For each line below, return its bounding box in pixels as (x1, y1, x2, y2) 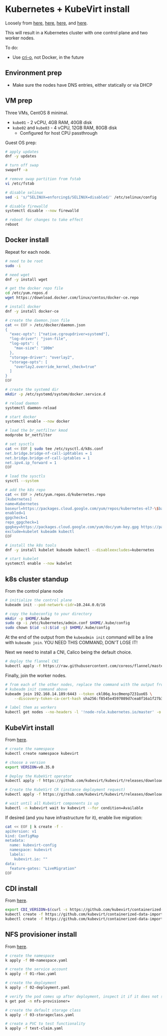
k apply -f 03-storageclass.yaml (5, 1012, 75, 1018)
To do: (5, 44, 18, 50)
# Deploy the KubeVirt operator (5, 774, 72, 779)
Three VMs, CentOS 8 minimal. (5, 110, 69, 116)
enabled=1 (5, 511, 26, 516)
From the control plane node (5, 588, 64, 594)
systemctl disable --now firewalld (5, 208, 79, 213)
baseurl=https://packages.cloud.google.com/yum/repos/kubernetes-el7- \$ (5, 506, 159, 511)
